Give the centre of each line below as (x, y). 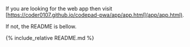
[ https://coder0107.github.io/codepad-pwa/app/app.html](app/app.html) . (95, 15)
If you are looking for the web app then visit (59, 9)
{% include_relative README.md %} (50, 38)
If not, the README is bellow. (41, 26)
